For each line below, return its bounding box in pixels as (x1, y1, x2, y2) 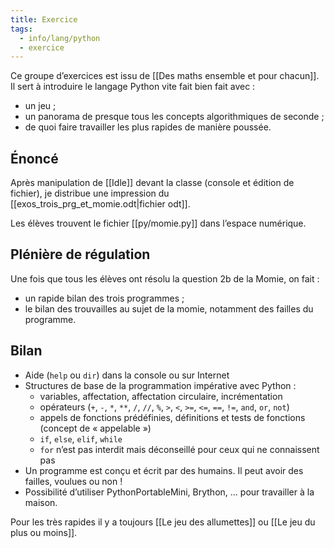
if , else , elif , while (39, 432, 123, 445)
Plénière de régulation (10, 246, 151, 263)
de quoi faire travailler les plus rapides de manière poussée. (24, 121, 272, 133)
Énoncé (10, 150, 59, 167)
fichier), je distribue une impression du (10, 187, 170, 200)
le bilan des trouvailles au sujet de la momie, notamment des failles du (24, 302, 314, 315)
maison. (24, 496, 58, 508)
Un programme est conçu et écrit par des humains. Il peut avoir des (24, 464, 304, 476)
